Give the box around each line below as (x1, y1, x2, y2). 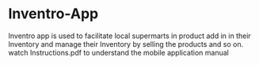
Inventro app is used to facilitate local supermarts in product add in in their (8, 31, 251, 40)
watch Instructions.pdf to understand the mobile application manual (8, 48, 230, 57)
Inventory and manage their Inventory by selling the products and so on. (8, 39, 244, 48)
